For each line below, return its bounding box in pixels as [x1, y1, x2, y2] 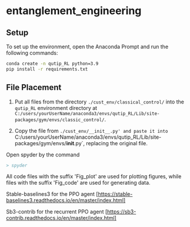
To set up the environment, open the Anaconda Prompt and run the [6, 43, 169, 50]
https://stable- [98, 191, 133, 198]
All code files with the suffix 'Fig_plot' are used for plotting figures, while [6, 173, 182, 180]
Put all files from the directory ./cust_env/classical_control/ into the [14, 98, 184, 105]
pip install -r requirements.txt [6, 66, 88, 72]
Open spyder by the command [6, 151, 80, 158]
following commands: [6, 49, 58, 56]
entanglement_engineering [6, 4, 142, 18]
